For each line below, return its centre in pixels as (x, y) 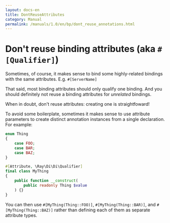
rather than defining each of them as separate (102, 210)
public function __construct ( (46, 181)
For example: (19, 125)
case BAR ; (25, 148)
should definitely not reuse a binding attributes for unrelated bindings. (78, 95)
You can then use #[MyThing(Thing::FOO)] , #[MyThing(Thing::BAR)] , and (80, 204)
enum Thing (17, 134)
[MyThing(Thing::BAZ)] (29, 210)
